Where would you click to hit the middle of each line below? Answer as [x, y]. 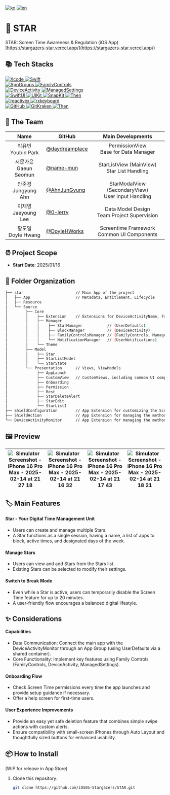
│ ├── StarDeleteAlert [43, 396]
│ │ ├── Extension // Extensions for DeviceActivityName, [82, 316]
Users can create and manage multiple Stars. [60, 530]
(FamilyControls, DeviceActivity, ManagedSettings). [66, 665]
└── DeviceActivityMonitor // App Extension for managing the [78, 420]
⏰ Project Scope [31, 253]
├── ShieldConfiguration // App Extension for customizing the [81, 411]
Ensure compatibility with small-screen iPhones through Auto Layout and [89, 732]
